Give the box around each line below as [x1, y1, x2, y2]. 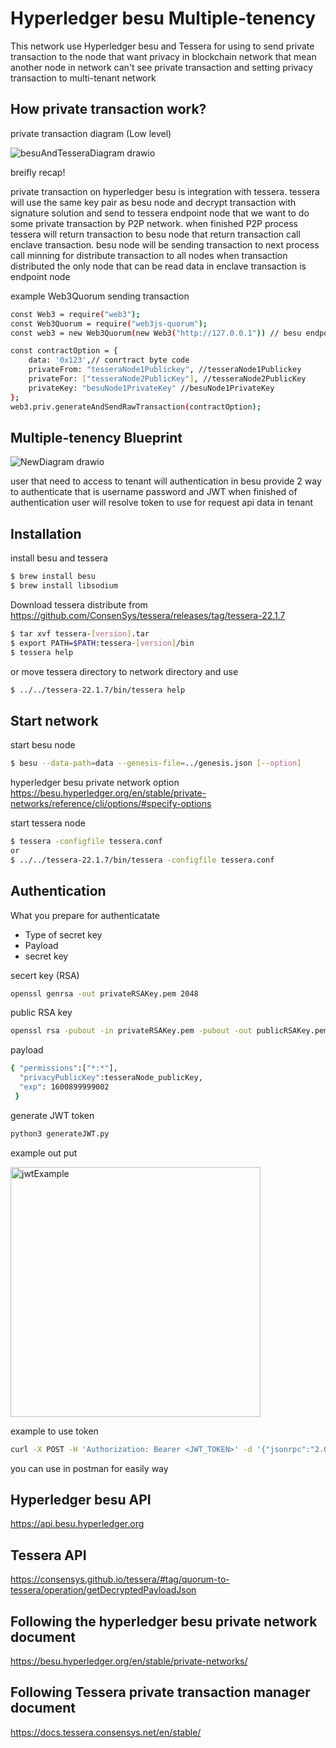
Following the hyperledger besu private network [10, 1613, 318, 1630]
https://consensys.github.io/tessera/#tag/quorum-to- [10, 1573, 230, 1586]
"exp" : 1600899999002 [19, 1082, 110, 1092]
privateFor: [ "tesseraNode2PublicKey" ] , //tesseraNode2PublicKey [28, 374, 307, 384]
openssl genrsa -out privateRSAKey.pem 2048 [10, 988, 199, 999]
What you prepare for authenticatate [10, 909, 161, 921]
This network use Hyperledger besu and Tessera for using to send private [10, 40, 315, 52]
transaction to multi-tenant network [10, 72, 157, 84]
